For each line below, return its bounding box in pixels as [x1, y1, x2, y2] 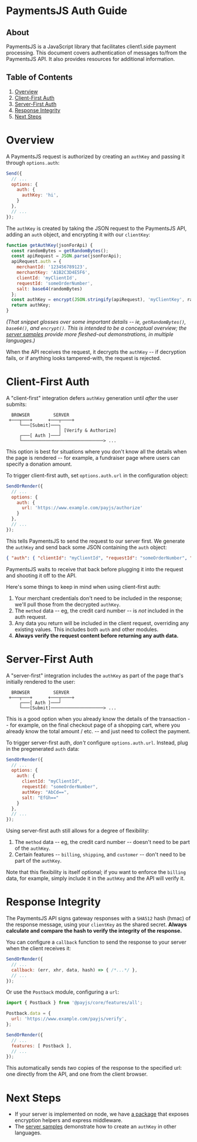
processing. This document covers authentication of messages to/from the [6, 49, 187, 56]
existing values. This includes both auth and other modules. [14, 626, 159, 633]
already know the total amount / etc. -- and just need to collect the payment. [6, 727, 191, 734]
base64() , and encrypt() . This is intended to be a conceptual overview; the [6, 324, 187, 331]
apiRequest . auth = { [11, 259, 62, 265]
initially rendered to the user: [6, 678, 76, 685]
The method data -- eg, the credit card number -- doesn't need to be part [14, 839, 190, 846]
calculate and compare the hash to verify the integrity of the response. [6, 927, 182, 934]
